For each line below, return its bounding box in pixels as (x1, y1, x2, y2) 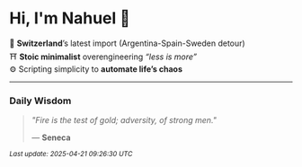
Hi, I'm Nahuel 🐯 (9, 8, 130, 29)
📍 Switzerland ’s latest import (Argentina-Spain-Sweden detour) (9, 38, 245, 48)
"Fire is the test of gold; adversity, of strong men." (31, 115, 218, 126)
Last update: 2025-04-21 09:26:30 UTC (9, 150, 133, 159)
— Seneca (31, 132, 71, 143)
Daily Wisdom (9, 94, 72, 107)
